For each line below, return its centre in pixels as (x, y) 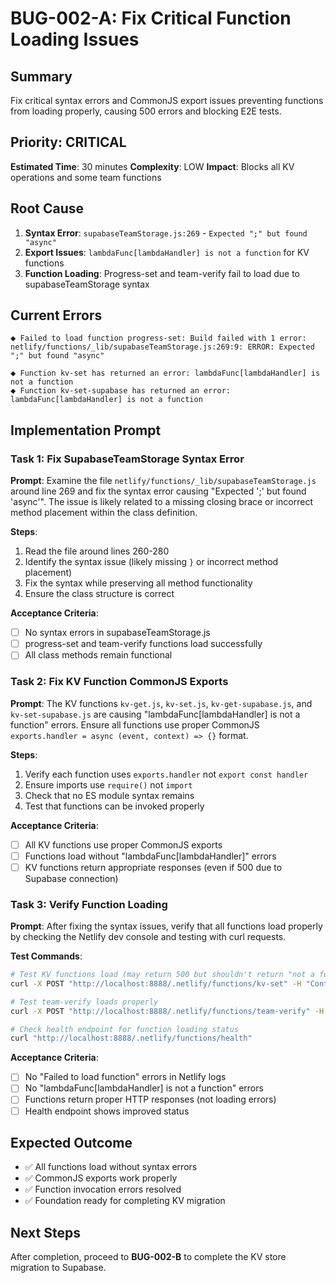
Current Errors (56, 315)
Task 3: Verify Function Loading (89, 904)
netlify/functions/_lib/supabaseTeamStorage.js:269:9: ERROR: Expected (162, 347)
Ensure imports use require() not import (108, 784)
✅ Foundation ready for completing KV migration (125, 1201)
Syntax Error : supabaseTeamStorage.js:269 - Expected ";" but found (166, 233)
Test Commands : (46, 956)
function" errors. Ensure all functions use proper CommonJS (135, 724)
